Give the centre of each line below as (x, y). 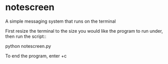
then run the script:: (26, 36)
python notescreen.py (28, 46)
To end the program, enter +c (36, 56)
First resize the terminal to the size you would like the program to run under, (84, 31)
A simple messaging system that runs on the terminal (61, 21)
